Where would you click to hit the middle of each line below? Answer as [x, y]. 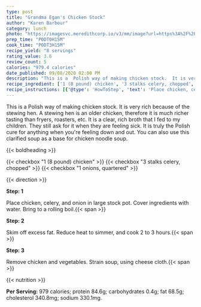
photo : [14, 34]
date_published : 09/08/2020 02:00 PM [53, 73]
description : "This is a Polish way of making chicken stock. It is [96, 78]
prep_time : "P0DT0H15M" [36, 39]
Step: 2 [16, 221]
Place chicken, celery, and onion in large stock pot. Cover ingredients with [98, 203]
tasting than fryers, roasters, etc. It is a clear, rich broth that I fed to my [93, 119]
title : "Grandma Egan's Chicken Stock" [56, 17]
